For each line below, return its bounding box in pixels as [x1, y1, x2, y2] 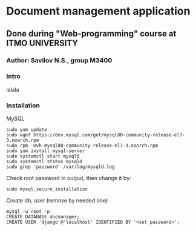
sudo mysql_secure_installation [6, 186, 88, 192]
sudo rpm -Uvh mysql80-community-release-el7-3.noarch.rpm [6, 142, 158, 149]
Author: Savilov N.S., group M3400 [6, 56, 113, 64]
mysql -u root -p [6, 209, 50, 215]
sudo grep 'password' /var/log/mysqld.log [6, 164, 115, 170]
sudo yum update [6, 127, 47, 133]
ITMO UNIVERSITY [6, 38, 79, 48]
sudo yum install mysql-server [6, 148, 85, 154]
